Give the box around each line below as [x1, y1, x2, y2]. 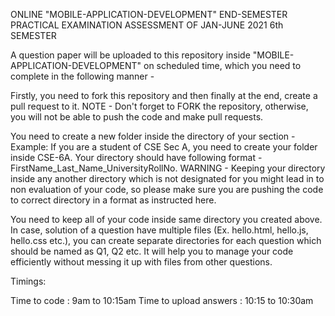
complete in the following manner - [10, 70, 155, 82]
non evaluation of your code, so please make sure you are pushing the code [10, 184, 324, 195]
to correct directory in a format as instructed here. [10, 194, 217, 206]
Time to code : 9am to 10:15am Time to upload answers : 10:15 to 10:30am [10, 295, 314, 306]
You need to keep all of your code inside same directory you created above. [10, 214, 323, 225]
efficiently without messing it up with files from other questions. [10, 256, 273, 268]
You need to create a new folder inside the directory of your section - [10, 130, 296, 142]
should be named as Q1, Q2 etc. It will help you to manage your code [10, 245, 294, 257]
